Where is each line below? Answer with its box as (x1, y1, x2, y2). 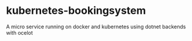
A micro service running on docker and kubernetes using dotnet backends (6, 23, 186, 30)
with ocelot (6, 29, 33, 36)
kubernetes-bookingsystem (6, 4, 146, 17)
